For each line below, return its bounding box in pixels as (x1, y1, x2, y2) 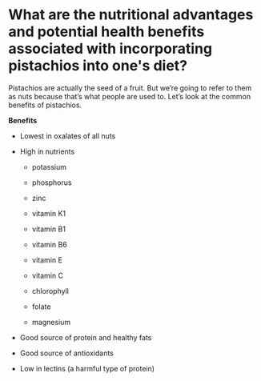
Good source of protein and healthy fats (19, 332, 152, 342)
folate (31, 302, 51, 311)
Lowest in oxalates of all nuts (19, 130, 116, 141)
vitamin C (31, 271, 64, 280)
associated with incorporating (8, 40, 213, 58)
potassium (31, 162, 66, 171)
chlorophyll (31, 286, 70, 295)
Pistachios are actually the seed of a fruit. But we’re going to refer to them (8, 82, 252, 93)
